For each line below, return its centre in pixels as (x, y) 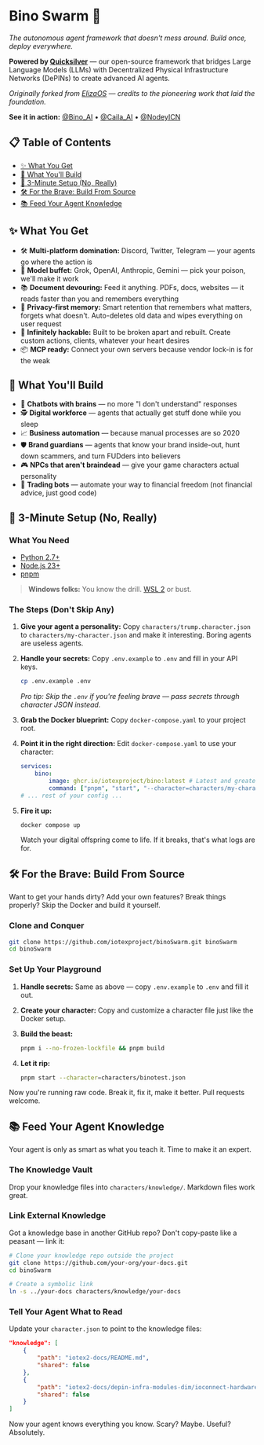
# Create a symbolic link (51, 1285)
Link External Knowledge (58, 1215)
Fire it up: (36, 811)
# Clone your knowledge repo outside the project (92, 1256)
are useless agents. (52, 643)
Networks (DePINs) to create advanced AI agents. (90, 78)
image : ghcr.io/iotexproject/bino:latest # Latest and (140, 781)
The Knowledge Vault (51, 1170)
